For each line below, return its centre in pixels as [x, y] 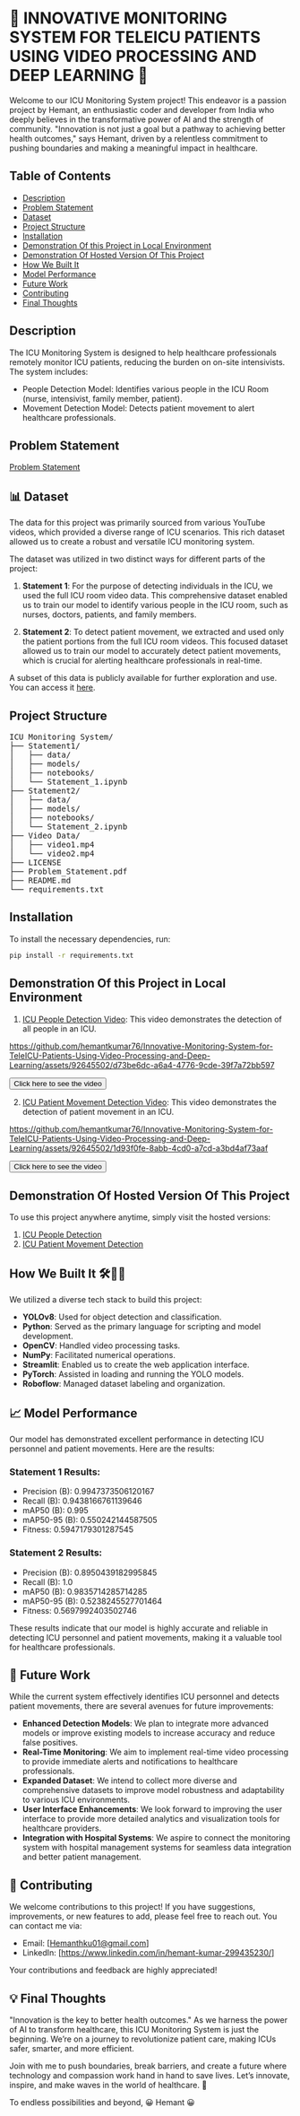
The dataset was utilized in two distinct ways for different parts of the [137, 559]
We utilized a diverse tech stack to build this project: [106, 1300]
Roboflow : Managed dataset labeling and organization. [124, 1384]
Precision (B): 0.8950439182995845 [90, 1572]
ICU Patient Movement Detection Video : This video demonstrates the [150, 1102]
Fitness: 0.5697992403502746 [79, 1610]
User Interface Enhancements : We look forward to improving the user [152, 1809]
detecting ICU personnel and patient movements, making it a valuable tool [146, 1637]
